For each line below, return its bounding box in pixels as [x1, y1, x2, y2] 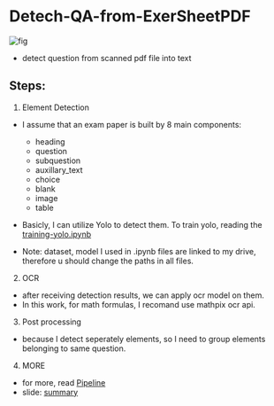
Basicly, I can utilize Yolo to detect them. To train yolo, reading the [21, 219, 263, 230]
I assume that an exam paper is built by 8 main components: [21, 119, 241, 129]
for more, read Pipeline [21, 377, 106, 387]
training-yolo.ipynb [21, 229, 92, 239]
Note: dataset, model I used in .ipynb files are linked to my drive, [21, 246, 256, 256]
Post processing [21, 316, 82, 327]
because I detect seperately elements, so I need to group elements [21, 333, 266, 344]
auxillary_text [34, 164, 83, 175]
